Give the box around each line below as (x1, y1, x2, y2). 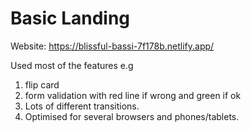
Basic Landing (10, 7, 131, 30)
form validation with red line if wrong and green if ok (24, 89, 242, 101)
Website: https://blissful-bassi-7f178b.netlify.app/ (10, 40, 215, 52)
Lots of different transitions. (24, 100, 140, 112)
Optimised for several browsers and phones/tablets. (24, 110, 240, 122)
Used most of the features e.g (10, 59, 134, 71)
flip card (24, 78, 60, 91)
